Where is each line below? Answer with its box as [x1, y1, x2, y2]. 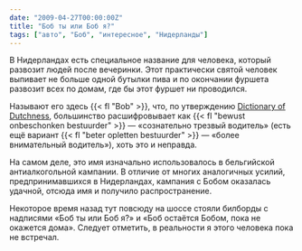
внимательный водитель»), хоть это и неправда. [9, 139, 197, 150]
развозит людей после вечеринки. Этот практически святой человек [9, 64, 278, 75]
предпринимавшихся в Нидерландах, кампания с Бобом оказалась [9, 176, 271, 187]
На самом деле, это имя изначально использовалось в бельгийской [9, 157, 275, 168]
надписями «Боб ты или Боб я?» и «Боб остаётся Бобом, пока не [9, 213, 261, 224]
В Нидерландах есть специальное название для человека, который [9, 55, 271, 66]
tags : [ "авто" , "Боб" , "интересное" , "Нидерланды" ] [9, 30, 208, 39]
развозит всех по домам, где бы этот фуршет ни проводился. [9, 83, 248, 95]
